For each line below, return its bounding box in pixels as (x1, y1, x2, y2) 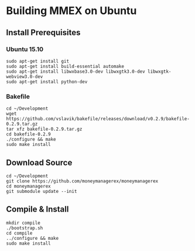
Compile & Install (6, 204, 69, 215)
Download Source (6, 157, 73, 168)
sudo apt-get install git (6, 58, 69, 64)
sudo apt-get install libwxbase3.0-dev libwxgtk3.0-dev (6, 69, 145, 74)
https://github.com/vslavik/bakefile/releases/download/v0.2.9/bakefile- (6, 116, 190, 122)
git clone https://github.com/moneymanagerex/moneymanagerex (6, 178, 159, 184)
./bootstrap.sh (6, 225, 43, 231)
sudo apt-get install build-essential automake (6, 63, 125, 69)
